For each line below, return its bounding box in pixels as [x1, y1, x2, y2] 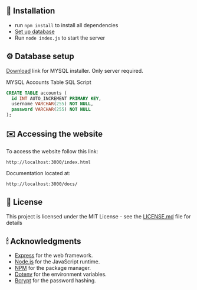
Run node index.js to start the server [14, 34, 106, 41]
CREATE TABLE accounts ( [6, 90, 67, 96]
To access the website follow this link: [6, 147, 98, 154]
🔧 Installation [6, 6, 55, 16]
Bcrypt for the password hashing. [14, 277, 96, 284]
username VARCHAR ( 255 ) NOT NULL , [11, 101, 94, 107]
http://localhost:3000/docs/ [6, 181, 78, 187]
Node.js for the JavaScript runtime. [14, 258, 100, 265]
